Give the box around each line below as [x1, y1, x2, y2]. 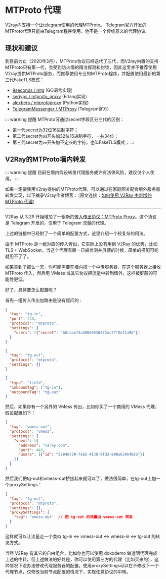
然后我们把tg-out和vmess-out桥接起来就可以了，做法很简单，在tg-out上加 [5, 475, 157, 481]
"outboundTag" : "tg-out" [9, 390, 61, 395]
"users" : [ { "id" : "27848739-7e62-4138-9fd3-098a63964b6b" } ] [18, 452, 145, 457]
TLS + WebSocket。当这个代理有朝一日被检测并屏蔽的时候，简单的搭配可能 [5, 247, 159, 253]
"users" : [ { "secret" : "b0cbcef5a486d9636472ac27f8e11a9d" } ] [14, 330, 140, 335]
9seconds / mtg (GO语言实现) [12, 87, 73, 93]
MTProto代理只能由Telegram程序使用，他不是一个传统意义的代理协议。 [5, 28, 150, 34]
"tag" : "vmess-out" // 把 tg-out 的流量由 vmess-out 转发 [14, 515, 133, 520]
